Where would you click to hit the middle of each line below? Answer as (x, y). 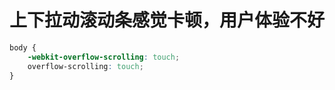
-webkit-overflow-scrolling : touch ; (104, 57)
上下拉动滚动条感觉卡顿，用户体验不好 (167, 20)
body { (23, 47)
